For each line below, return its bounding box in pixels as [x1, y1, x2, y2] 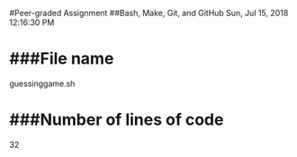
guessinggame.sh [9, 78, 76, 89]
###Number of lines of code [9, 109, 224, 130]
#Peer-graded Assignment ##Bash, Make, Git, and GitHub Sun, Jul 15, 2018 [9, 8, 289, 18]
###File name [9, 48, 114, 69]
